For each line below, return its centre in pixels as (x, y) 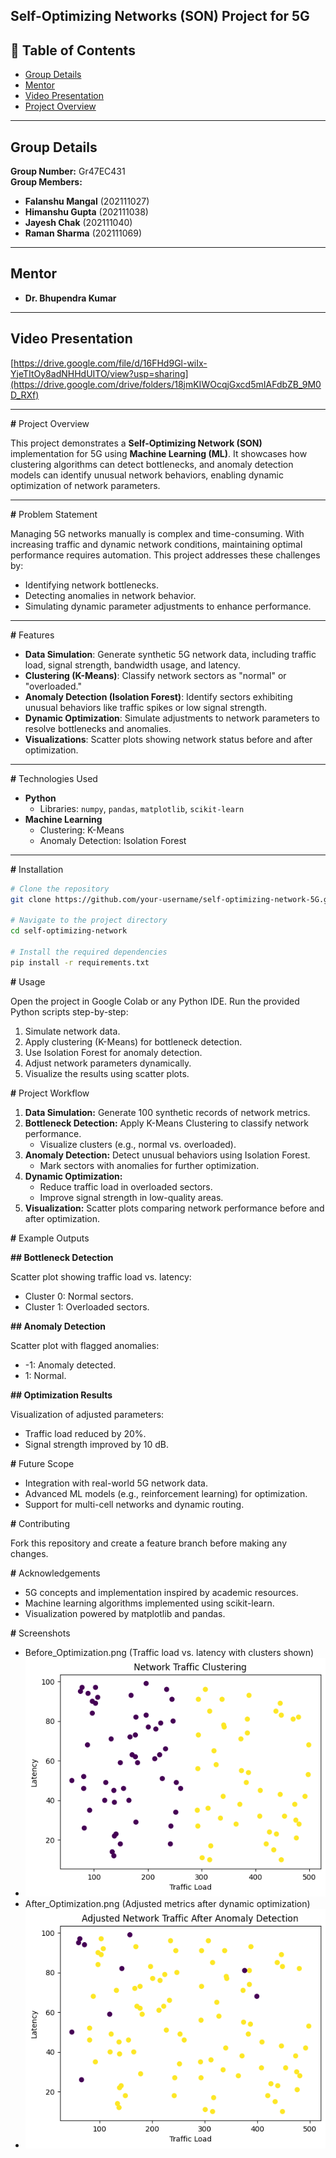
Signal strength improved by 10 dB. (97, 1444)
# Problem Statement (54, 514)
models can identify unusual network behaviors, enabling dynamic (147, 475)
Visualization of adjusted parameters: (87, 1414)
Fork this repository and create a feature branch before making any (148, 1543)
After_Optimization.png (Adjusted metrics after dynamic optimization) (167, 1904)
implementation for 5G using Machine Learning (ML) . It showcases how (159, 453)
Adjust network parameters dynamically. (108, 1063)
